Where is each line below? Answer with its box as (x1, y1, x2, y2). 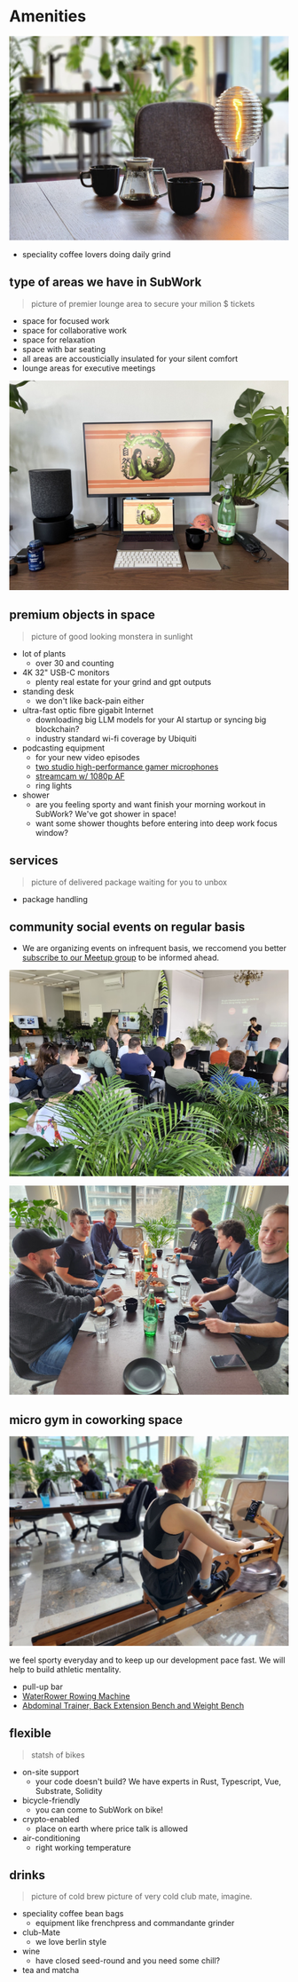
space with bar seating (21, 343, 106, 354)
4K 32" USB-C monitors (21, 667, 110, 678)
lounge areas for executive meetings (21, 362, 156, 374)
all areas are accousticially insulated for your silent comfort (21, 353, 239, 364)
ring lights (35, 780, 73, 790)
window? (35, 827, 69, 838)
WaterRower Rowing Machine (21, 1690, 130, 1701)
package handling (21, 893, 89, 904)
